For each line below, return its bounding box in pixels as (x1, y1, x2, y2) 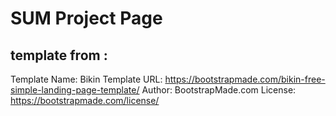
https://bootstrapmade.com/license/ (10, 95, 160, 106)
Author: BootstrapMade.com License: (141, 84, 297, 96)
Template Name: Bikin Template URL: (10, 73, 163, 85)
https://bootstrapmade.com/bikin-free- (164, 73, 326, 85)
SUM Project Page (10, 7, 163, 30)
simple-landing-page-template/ (10, 84, 140, 96)
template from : (10, 47, 108, 64)
